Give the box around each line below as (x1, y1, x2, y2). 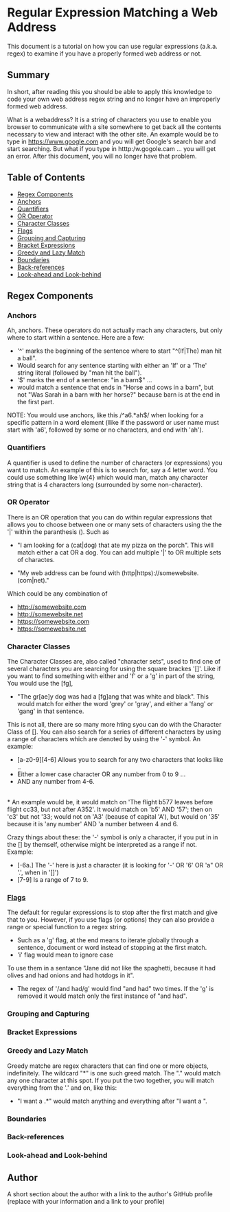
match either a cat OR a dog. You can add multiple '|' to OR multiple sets (16, 548, 222, 557)
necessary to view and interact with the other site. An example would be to (7, 130, 218, 138)
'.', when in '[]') (16, 868, 60, 876)
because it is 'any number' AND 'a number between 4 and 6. (7, 820, 179, 828)
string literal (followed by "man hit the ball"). (16, 369, 142, 377)
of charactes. (16, 555, 55, 563)
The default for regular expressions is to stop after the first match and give (7, 908, 218, 917)
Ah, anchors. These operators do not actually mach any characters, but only (7, 326, 223, 334)
